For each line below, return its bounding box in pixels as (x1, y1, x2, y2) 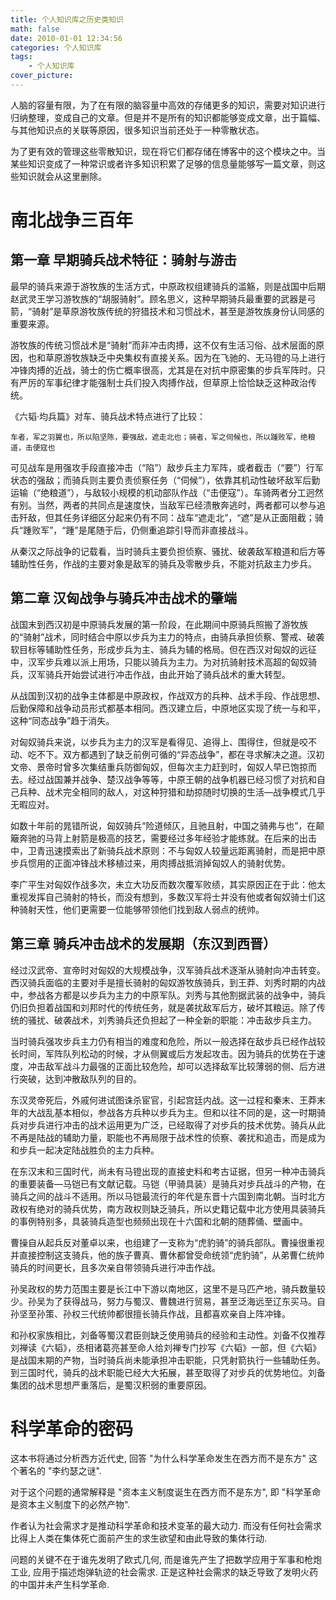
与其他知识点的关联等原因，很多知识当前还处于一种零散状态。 (10, 124, 265, 136)
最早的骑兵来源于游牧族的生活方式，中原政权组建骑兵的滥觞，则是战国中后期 (10, 280, 326, 292)
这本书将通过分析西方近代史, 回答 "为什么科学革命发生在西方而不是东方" (10, 1452, 307, 1465)
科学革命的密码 (10, 1417, 134, 1440)
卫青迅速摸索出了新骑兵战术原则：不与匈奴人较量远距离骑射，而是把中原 (27, 844, 326, 856)
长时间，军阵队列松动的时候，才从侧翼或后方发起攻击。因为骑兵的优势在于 (10, 1047, 317, 1060)
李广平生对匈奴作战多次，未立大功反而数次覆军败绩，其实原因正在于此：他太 (10, 878, 326, 890)
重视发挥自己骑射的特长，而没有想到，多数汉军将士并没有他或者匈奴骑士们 (10, 891, 317, 903)
